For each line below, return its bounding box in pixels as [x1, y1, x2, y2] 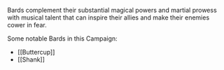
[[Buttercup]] [17, 48, 55, 56]
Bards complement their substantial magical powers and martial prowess [7, 6, 217, 14]
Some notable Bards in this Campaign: [7, 34, 118, 43]
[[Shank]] [17, 55, 45, 64]
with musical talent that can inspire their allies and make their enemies [7, 13, 210, 22]
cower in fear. [7, 21, 47, 29]
